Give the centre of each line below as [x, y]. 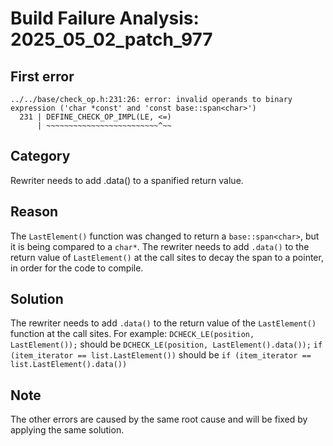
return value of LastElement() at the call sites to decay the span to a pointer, [167, 257]
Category [40, 156]
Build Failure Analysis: [105, 18]
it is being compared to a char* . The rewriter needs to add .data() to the [160, 246]
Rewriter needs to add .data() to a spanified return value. [127, 180]
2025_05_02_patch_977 [111, 39]
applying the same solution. [67, 430]
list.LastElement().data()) [69, 365]
